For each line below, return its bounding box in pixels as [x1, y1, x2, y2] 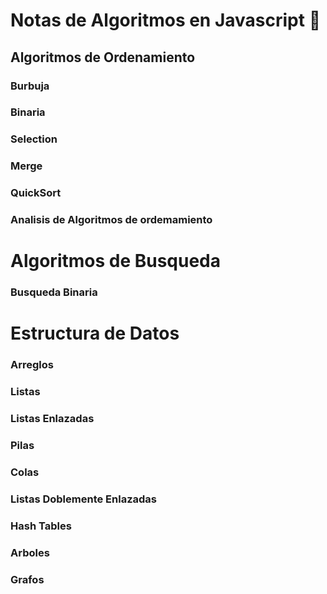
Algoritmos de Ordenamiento [10, 49, 196, 66]
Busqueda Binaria [10, 285, 98, 299]
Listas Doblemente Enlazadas [10, 492, 157, 506]
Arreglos [10, 358, 54, 372]
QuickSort [10, 186, 62, 200]
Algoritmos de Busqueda [10, 250, 222, 273]
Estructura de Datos [10, 322, 180, 345]
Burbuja [10, 79, 50, 93]
